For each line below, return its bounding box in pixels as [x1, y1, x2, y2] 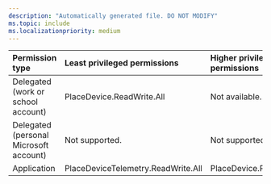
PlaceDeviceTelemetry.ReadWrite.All [64, 163, 203, 174]
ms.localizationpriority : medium [8, 27, 121, 35]
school [12, 96, 39, 107]
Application [12, 163, 56, 174]
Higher [210, 52, 237, 64]
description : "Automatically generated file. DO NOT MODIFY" [8, 11, 219, 20]
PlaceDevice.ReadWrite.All [64, 91, 165, 102]
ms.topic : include [8, 19, 70, 27]
